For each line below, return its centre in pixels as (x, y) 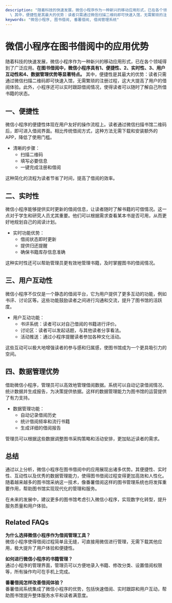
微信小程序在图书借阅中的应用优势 (77, 46)
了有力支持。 (19, 397)
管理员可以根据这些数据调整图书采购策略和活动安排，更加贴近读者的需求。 (84, 438)
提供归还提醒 (34, 245)
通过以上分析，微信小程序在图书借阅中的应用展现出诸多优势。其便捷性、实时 (86, 470)
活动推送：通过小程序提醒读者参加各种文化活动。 (72, 337)
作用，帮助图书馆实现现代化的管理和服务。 (55, 488)
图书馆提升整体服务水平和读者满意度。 (50, 595)
